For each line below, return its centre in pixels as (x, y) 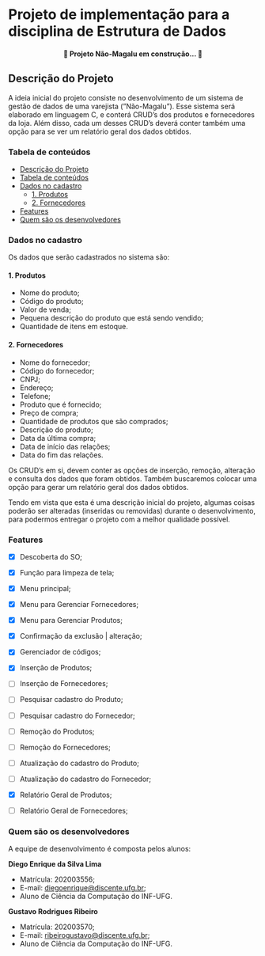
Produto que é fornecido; (61, 404)
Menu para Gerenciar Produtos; (71, 620)
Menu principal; (45, 589)
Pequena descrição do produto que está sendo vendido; (112, 318)
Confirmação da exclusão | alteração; (81, 636)
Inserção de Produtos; (56, 668)
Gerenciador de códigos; (60, 652)
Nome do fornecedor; (55, 362)
